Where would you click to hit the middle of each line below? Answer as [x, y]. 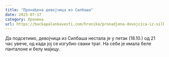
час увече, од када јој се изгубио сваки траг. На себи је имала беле [78, 44]
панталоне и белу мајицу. [33, 49]
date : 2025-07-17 [23, 15]
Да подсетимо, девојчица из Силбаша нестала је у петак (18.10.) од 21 [80, 38]
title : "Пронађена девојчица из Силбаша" [49, 10]
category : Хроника [24, 19]
